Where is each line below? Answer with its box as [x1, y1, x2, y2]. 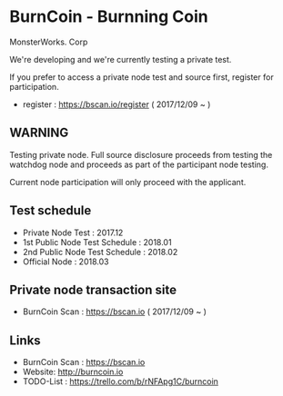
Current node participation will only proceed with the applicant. [9, 176, 247, 187]
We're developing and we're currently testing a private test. [9, 54, 232, 64]
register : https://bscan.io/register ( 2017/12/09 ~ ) [22, 98, 211, 110]
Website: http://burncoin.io [22, 366, 124, 378]
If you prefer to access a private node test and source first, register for [9, 71, 275, 83]
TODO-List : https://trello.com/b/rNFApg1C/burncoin [22, 376, 218, 387]
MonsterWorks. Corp [9, 36, 88, 47]
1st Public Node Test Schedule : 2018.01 [22, 236, 172, 247]
